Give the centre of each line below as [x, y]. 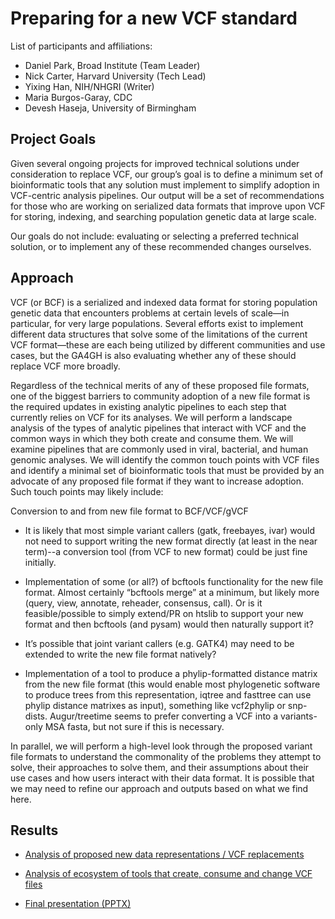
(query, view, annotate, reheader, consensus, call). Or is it [143, 603]
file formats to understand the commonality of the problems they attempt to [166, 756]
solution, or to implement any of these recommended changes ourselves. [161, 246]
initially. [40, 562]
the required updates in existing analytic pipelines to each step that [148, 406]
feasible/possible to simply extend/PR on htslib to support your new [164, 613]
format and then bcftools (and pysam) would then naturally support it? [169, 624]
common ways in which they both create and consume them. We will [152, 438]
